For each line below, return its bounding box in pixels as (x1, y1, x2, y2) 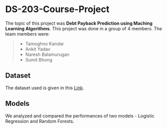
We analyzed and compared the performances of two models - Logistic (5, 112, 155, 119)
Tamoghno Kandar (25, 40, 64, 46)
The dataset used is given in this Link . (5, 85, 84, 91)
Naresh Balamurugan (25, 51, 70, 57)
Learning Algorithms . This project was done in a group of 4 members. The (5, 25, 162, 31)
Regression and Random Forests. (5, 118, 75, 124)
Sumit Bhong (25, 56, 52, 62)
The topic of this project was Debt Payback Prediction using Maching (5, 20, 153, 26)
